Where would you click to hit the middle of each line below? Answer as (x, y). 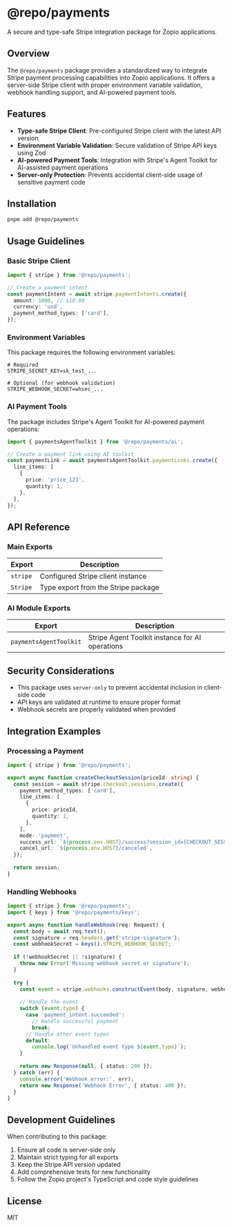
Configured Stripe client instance (93, 576)
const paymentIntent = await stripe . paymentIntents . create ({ (97, 294)
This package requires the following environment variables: (91, 352)
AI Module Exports (39, 608)
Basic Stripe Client (39, 260)
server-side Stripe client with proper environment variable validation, (105, 85)
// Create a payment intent (48, 287)
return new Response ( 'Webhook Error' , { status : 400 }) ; (103, 1085)
